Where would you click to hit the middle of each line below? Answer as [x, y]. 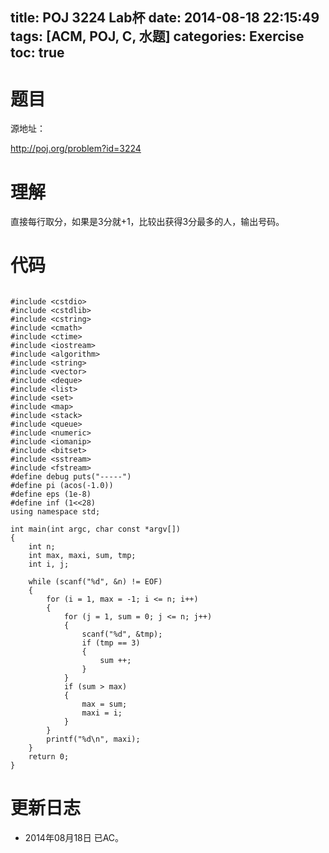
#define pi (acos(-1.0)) [62, 486]
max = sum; [104, 704]
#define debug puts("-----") [71, 477]
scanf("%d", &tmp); [122, 634]
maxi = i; [102, 713]
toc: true [37, 53]
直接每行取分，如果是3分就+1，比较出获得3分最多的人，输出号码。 [147, 222]
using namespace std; [55, 512]
